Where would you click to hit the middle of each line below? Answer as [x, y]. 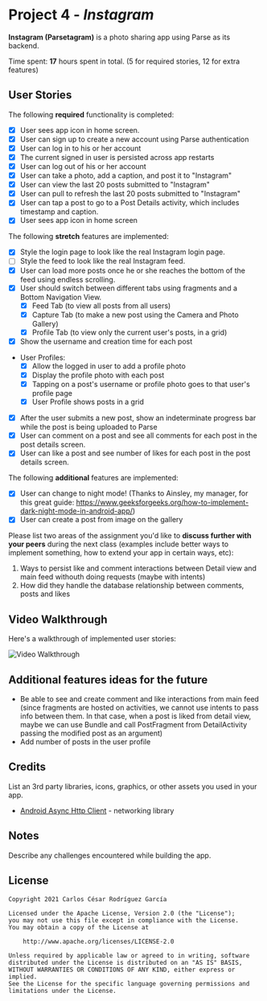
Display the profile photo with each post [98, 375]
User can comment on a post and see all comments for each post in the [138, 435]
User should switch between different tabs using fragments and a [129, 288]
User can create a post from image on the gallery [101, 520]
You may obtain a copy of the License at [79, 927]
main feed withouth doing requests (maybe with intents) [113, 577]
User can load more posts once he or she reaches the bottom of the [132, 270]
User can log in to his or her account [80, 148]
